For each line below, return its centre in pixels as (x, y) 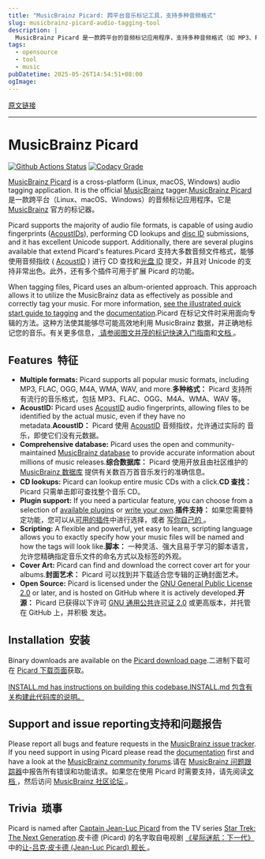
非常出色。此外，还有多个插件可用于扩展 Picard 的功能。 (106, 271)
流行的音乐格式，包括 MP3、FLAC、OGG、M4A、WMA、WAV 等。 (136, 399)
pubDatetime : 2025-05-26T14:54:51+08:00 (76, 74)
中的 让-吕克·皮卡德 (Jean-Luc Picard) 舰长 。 (81, 847)
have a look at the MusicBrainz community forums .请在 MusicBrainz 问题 (127, 761)
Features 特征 (43, 360)
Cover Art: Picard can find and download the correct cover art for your (135, 565)
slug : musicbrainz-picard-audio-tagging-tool (84, 23)
